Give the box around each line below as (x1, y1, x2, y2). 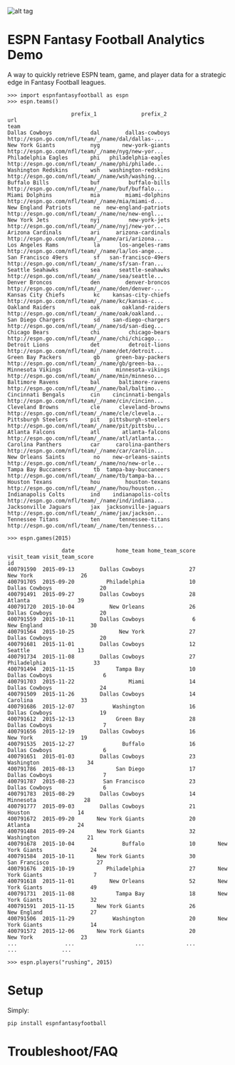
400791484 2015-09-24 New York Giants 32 (7, 828, 196, 835)
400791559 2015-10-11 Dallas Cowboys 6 (7, 615, 196, 623)
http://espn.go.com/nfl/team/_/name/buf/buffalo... (7, 185, 164, 192)
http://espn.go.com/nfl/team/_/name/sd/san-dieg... (7, 322, 164, 329)
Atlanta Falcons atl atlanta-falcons (7, 428, 171, 436)
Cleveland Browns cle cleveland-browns (7, 403, 171, 411)
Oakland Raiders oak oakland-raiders (7, 304, 171, 311)
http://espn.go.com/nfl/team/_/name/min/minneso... (7, 372, 164, 379)
